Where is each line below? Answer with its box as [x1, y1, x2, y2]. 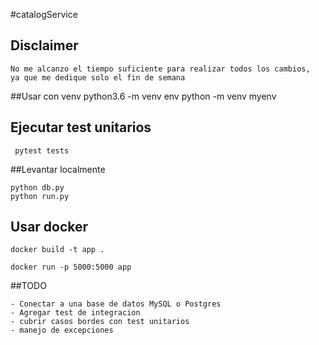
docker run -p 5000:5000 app [10, 262, 132, 273]
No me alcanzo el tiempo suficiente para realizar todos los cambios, [10, 64, 311, 74]
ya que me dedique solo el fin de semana [10, 72, 186, 83]
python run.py [10, 191, 70, 201]
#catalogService [10, 9, 78, 20]
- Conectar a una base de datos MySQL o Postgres [10, 299, 222, 309]
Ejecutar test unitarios [10, 119, 152, 136]
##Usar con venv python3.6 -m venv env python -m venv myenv [10, 90, 277, 102]
